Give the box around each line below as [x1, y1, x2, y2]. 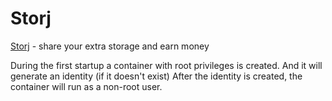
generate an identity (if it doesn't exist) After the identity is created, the [10, 70, 303, 82]
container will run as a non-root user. [10, 80, 163, 92]
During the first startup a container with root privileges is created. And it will [10, 59, 323, 71]
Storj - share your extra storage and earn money [10, 40, 210, 52]
